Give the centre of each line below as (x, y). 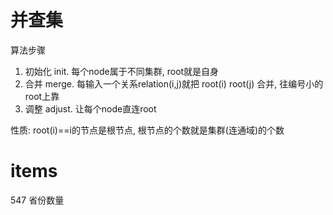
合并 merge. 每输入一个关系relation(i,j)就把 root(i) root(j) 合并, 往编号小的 (174, 83)
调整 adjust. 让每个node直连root (90, 108)
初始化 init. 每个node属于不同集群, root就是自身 (122, 71)
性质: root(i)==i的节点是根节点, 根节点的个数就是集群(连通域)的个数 (147, 130)
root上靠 (42, 96)
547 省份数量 (37, 200)
